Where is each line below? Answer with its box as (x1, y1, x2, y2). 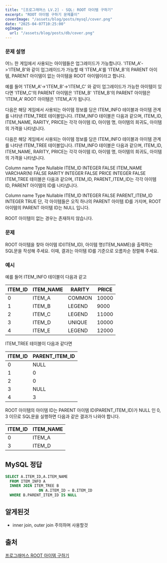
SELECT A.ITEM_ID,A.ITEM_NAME (5, 474, 68, 479)
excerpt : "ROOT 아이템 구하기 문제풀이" (5, 12, 80, 17)
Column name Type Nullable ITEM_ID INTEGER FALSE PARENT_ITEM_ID (5, 192, 153, 198)
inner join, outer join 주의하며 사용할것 (12, 522, 88, 528)
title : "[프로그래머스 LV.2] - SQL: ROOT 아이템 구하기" (5, 7, 114, 13)
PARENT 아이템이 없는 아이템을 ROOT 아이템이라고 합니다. (11, 73, 126, 79)
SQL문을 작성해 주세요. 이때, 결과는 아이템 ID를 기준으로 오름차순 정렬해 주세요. (5, 247, 159, 253)
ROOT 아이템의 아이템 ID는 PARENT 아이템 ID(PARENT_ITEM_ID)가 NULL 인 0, (5, 407, 161, 413)
